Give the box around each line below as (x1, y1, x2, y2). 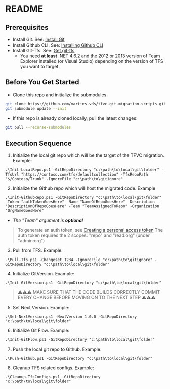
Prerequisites (5, 23, 49, 32)
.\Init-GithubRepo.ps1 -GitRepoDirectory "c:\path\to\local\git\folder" (5, 195, 162, 200)
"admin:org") (17, 238, 45, 244)
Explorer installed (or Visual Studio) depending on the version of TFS (20, 58, 163, 64)
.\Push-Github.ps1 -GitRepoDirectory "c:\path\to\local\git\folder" (5, 356, 153, 361)
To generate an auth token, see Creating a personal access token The (17, 227, 163, 233)
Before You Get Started (5, 78, 79, 87)
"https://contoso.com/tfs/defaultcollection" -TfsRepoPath (21, 172, 148, 177)
